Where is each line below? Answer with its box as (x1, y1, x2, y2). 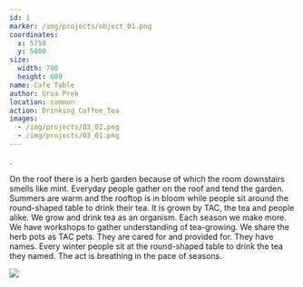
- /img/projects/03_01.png (17, 131, 120, 140)
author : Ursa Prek (9, 89, 79, 98)
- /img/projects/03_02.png (17, 123, 120, 132)
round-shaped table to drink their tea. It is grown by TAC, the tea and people (9, 202, 295, 213)
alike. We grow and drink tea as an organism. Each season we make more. (9, 212, 288, 223)
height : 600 (17, 72, 64, 81)
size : (9, 55, 30, 64)
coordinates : (9, 30, 59, 39)
